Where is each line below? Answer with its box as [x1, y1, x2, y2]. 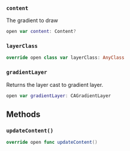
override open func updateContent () [6, 140, 98, 146]
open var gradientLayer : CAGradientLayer [6, 92, 111, 99]
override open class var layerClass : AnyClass [6, 55, 125, 61]
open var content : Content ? [6, 29, 77, 35]
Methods [6, 109, 41, 119]
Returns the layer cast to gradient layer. [6, 81, 104, 88]
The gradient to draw [6, 17, 58, 24]
